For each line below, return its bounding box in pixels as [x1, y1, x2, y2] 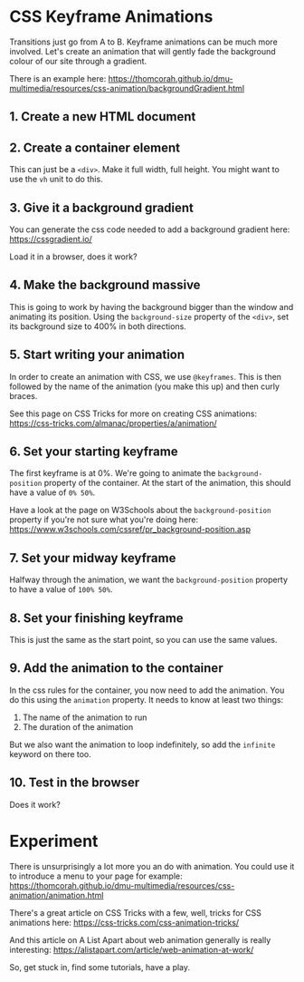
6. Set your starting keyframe [9, 443, 178, 459]
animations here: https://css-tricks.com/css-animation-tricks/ [9, 917, 240, 928]
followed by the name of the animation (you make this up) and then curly [9, 381, 280, 392]
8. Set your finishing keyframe [9, 610, 184, 626]
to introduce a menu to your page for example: [9, 870, 183, 881]
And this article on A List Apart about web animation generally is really [9, 934, 271, 945]
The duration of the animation [22, 721, 134, 732]
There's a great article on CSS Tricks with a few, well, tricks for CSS [9, 907, 262, 918]
